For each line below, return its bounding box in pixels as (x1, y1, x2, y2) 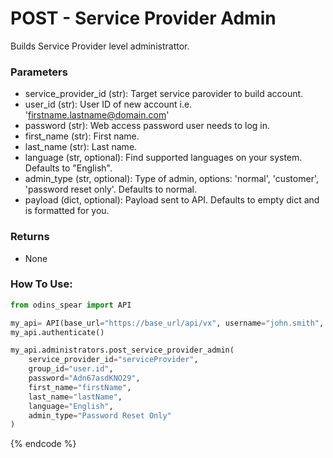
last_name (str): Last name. (24, 141, 138, 153)
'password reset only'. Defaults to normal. (24, 183, 197, 196)
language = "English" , (28, 401, 114, 411)
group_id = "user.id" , (28, 364, 114, 374)
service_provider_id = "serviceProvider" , (28, 355, 199, 365)
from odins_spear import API (10, 300, 132, 310)
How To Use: (10, 277, 73, 291)
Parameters (10, 65, 68, 79)
